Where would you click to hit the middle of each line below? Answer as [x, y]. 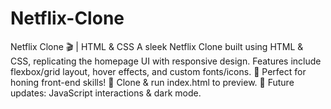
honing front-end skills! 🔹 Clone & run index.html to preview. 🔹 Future [152, 82]
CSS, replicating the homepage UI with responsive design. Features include [166, 61]
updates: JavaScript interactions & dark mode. [106, 93]
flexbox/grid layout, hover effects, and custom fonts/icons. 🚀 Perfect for [158, 71]
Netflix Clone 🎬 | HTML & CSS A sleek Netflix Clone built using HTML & [157, 46]
